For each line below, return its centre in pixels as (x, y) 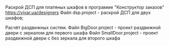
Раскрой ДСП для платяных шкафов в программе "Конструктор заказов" (85, 7)
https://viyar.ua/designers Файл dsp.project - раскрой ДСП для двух (78, 12)
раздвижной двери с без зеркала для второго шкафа (63, 38)
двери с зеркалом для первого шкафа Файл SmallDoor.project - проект (82, 33)
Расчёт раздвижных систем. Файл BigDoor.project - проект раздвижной (83, 27)
